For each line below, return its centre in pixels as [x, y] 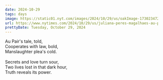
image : [12, 18]
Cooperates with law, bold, [32, 47]
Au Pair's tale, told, [24, 41]
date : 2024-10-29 [23, 9]
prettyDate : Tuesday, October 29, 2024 [45, 28]
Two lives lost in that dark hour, [36, 67]
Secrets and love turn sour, [32, 62]
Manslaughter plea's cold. [31, 52]
